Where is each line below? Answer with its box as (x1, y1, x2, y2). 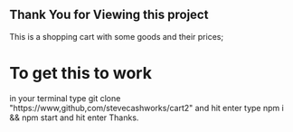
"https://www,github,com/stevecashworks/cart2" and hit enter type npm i (9, 102, 285, 113)
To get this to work (9, 63, 152, 83)
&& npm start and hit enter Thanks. (9, 112, 139, 123)
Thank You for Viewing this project (9, 7, 209, 23)
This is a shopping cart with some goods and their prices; (9, 31, 224, 42)
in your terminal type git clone (9, 92, 121, 103)
